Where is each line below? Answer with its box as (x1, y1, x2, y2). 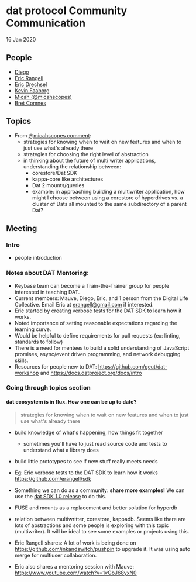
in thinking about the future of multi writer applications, (23, 157, 156, 164)
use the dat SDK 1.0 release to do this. (14, 493, 106, 500)
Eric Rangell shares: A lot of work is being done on (14, 539, 136, 546)
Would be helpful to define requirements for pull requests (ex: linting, (14, 332, 181, 339)
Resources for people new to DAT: (14, 363, 97, 370)
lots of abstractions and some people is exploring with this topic (14, 522, 169, 529)
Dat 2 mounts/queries (32, 181, 85, 188)
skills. (14, 357, 29, 364)
